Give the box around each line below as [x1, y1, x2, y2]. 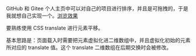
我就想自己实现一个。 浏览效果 [6, 12, 78, 19]
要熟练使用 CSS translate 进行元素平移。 [6, 25, 104, 31]
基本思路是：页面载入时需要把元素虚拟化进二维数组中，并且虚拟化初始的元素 [6, 37, 191, 43]
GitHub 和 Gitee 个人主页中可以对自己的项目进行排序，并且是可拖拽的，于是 [6, 5, 189, 12]
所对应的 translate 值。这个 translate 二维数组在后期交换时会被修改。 [6, 44, 172, 51]
